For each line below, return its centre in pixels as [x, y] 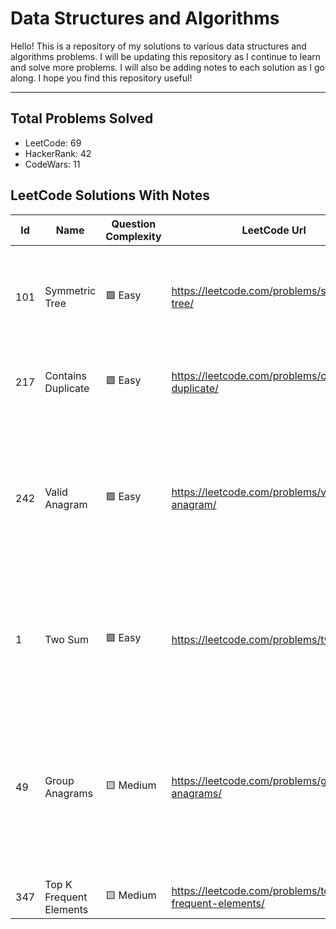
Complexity [133, 236]
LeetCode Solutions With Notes [110, 195]
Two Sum [66, 639]
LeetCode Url [274, 230]
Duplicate [67, 388]
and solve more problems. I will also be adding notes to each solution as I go [167, 67]
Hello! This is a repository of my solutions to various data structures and [158, 46]
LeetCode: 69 [53, 143]
